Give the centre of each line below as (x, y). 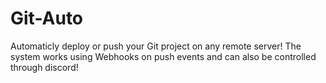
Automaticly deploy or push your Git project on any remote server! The (156, 46)
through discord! (44, 67)
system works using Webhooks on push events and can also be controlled (163, 56)
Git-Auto (47, 18)
